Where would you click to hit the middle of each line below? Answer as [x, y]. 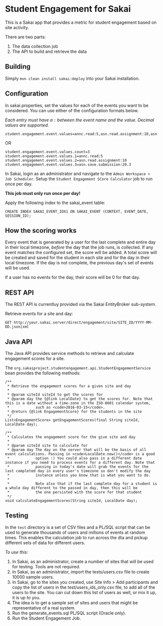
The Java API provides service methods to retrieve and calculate [70, 353]
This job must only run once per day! [43, 193]
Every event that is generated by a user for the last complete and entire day [81, 242]
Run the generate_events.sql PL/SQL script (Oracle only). [69, 613]
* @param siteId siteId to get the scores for [55, 395]
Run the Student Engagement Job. [46, 618]
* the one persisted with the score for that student [74, 492]
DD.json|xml [17, 327]
